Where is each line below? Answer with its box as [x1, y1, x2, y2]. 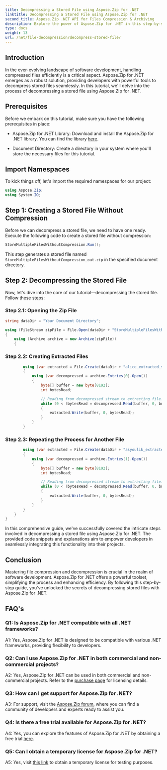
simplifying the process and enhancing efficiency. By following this [5, 579, 142, 585]
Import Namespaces [5, 165, 70, 173]
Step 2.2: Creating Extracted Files [5, 353, 88, 360]
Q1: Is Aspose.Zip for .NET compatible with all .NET [5, 619, 131, 626]
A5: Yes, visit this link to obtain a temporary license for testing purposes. [5, 760, 154, 766]
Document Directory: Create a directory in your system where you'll [12, 145, 151, 151]
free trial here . [5, 735, 34, 742]
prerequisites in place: [5, 120, 51, 127]
